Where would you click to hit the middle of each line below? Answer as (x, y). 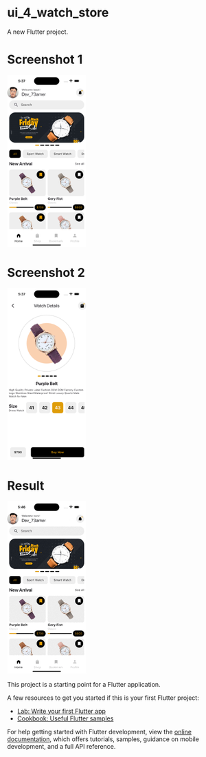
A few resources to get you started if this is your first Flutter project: (103, 698)
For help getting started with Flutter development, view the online (100, 732)
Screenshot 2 (46, 273)
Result (26, 486)
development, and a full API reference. (61, 746)
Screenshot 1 (45, 60)
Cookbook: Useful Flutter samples (65, 718)
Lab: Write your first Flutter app (61, 711)
